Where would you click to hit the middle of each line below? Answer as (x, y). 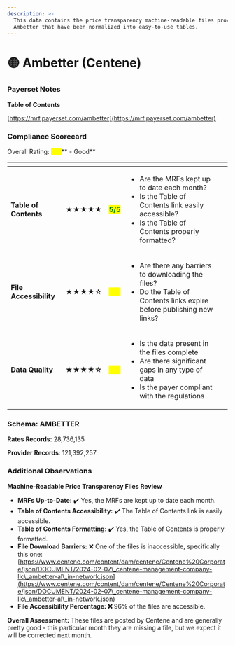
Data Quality (32, 370)
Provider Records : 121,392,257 (52, 453)
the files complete (169, 352)
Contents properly (169, 232)
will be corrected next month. (50, 635)
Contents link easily (172, 205)
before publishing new (176, 310)
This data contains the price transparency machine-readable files (114, 20)
